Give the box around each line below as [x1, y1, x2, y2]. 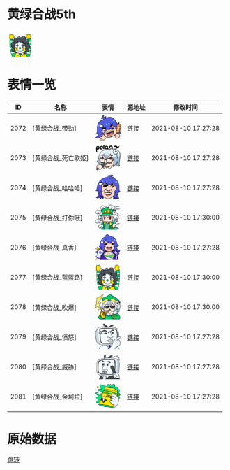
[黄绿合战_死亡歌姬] [32, 154, 89, 162]
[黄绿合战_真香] [32, 243, 77, 252]
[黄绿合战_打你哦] [32, 213, 83, 222]
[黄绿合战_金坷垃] [32, 392, 83, 401]
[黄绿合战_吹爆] [32, 303, 77, 311]
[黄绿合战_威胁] [32, 363, 77, 371]
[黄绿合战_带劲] [32, 124, 77, 133]
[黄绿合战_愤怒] [32, 333, 77, 341]
